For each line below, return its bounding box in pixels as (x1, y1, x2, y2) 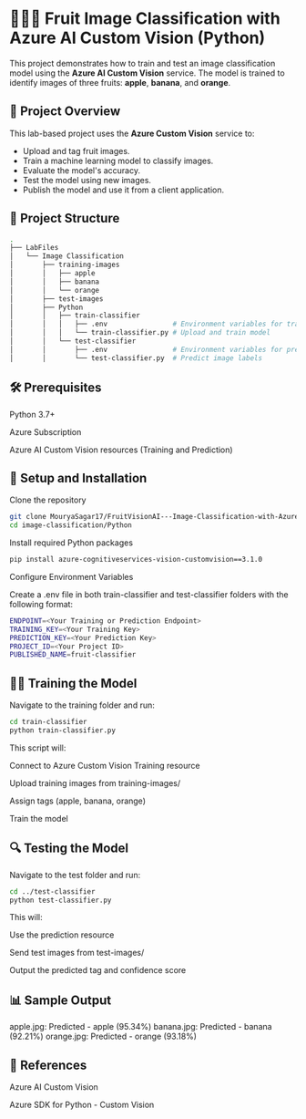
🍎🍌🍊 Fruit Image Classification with (9, 8, 280, 29)
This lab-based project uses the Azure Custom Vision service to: (9, 128, 255, 139)
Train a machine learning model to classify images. (22, 155, 214, 166)
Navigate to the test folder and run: (9, 869, 141, 880)
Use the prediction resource (9, 929, 115, 940)
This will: (9, 912, 43, 923)
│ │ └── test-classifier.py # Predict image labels (9, 353, 262, 363)
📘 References (9, 1057, 87, 1072)
